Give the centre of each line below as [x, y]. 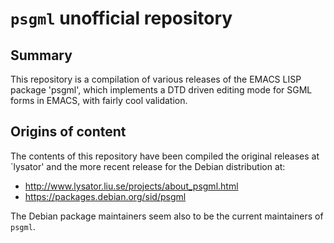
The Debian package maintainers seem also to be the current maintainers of [167, 216]
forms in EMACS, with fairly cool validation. [99, 100]
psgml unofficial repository [121, 18]
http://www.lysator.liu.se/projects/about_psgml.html [131, 186]
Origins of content [68, 132]
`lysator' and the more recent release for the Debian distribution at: [148, 166]
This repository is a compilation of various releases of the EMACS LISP [156, 79]
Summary [41, 55]
